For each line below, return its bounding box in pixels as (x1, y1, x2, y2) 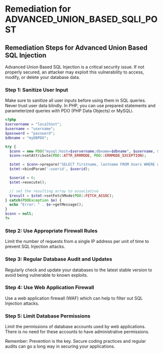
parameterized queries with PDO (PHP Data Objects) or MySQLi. (5, 108, 134, 114)
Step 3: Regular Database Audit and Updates (5, 256, 113, 262)
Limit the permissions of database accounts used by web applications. (5, 324, 146, 330)
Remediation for (5, 3, 71, 15)
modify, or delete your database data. (5, 75, 80, 80)
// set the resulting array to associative (9, 188, 98, 193)
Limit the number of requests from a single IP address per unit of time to (5, 239, 149, 244)
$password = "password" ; (5, 130, 55, 136)
